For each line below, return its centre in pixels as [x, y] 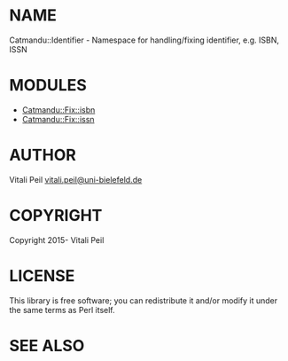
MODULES [48, 86]
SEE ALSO [47, 345]
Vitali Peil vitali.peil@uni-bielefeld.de [76, 179]
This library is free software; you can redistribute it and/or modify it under [144, 300]
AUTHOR [43, 155]
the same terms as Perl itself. [62, 310]
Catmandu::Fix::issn [58, 119]
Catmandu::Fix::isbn [58, 110]
